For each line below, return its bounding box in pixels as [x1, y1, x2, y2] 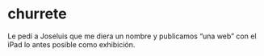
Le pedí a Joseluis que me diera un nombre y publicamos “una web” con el [7, 31, 257, 41]
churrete [7, 5, 68, 23]
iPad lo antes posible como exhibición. [7, 39, 136, 49]
